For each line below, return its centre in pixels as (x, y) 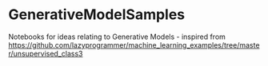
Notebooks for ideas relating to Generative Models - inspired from (117, 37)
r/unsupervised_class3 (46, 53)
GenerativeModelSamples (97, 15)
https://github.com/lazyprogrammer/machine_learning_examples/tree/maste (134, 45)
